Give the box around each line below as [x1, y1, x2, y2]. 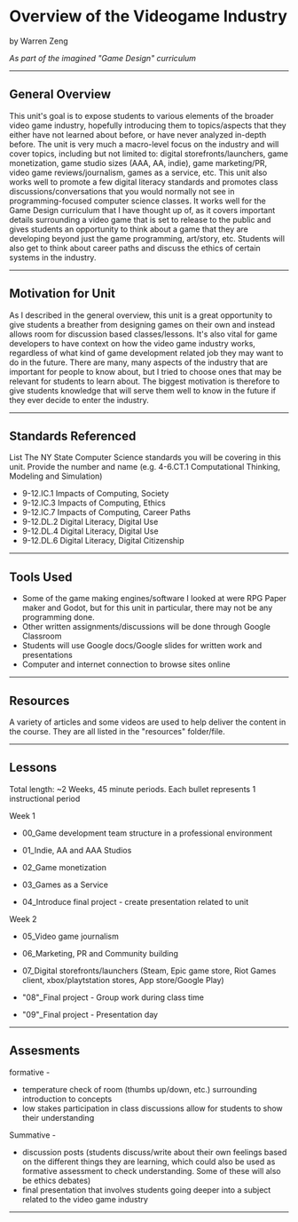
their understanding [21, 1112, 95, 1123]
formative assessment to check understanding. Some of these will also [21, 1165, 281, 1176]
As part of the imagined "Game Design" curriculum [9, 52, 197, 63]
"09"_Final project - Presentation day [21, 1009, 158, 1020]
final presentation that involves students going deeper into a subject [21, 1184, 271, 1195]
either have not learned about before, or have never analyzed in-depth [9, 129, 267, 139]
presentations [21, 650, 73, 661]
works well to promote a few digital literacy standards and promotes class [9, 176, 278, 187]
